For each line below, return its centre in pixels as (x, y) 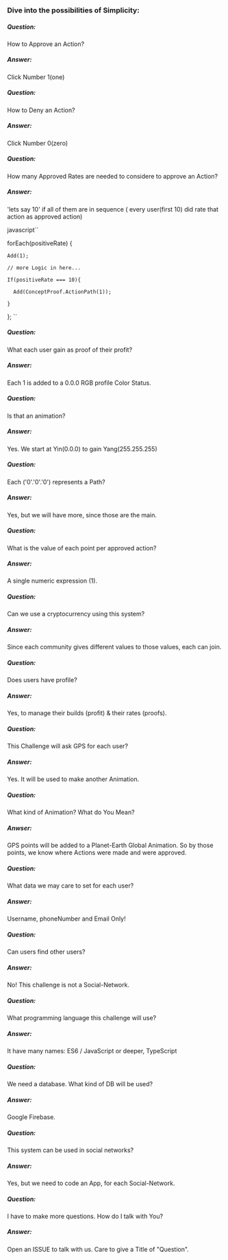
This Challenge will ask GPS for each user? (68, 746)
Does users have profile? (42, 680)
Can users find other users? (46, 952)
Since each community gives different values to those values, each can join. (114, 647)
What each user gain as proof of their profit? (70, 350)
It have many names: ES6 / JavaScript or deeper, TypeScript (92, 1051)
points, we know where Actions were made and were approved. (97, 853)
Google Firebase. (31, 1117)
